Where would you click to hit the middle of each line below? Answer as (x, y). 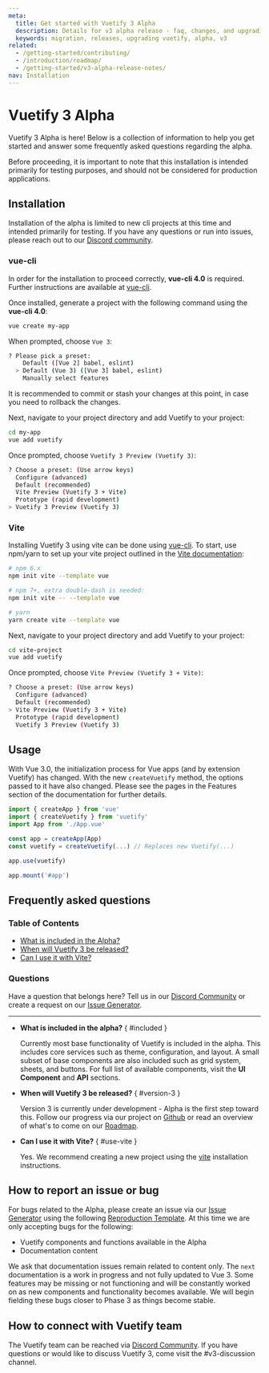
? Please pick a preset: (50, 356)
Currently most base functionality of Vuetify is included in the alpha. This (140, 1043)
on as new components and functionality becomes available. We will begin (131, 1292)
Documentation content (59, 1251)
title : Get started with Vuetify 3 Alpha (86, 23)
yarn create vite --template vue (64, 620)
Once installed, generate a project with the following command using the (128, 303)
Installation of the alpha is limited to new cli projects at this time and (120, 223)
